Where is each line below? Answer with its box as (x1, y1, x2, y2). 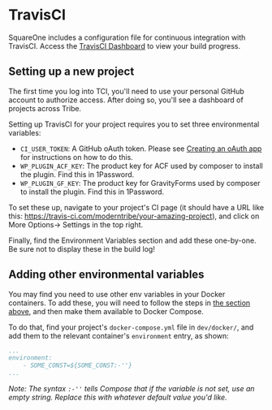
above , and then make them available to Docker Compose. (8, 306, 205, 316)
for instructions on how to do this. (19, 152, 134, 162)
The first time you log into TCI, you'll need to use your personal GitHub (8, 86, 245, 96)
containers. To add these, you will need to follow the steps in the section (8, 298, 251, 308)
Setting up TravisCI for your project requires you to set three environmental (8, 119, 260, 129)
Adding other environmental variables (8, 268, 205, 282)
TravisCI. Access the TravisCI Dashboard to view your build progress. (8, 41, 241, 50)
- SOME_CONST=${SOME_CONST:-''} (23, 361, 132, 370)
